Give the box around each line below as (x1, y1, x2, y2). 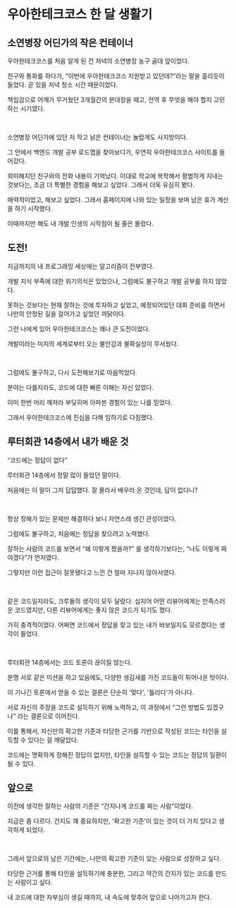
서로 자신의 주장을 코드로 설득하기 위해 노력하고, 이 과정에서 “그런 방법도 (7, 703, 206, 711)
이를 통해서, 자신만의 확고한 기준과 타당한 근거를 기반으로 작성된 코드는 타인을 (7, 727, 220, 735)
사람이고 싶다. (14, 878, 53, 887)
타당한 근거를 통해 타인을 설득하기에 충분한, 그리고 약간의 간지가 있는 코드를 (7, 869, 214, 878)
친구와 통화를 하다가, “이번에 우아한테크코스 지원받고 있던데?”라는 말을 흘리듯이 (7, 72, 225, 80)
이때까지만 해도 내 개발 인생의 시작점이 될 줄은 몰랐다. (7, 219, 154, 228)
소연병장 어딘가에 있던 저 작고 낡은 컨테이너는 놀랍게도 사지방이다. (7, 133, 188, 141)
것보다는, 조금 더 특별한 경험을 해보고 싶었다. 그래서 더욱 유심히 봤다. (7, 180, 195, 189)
